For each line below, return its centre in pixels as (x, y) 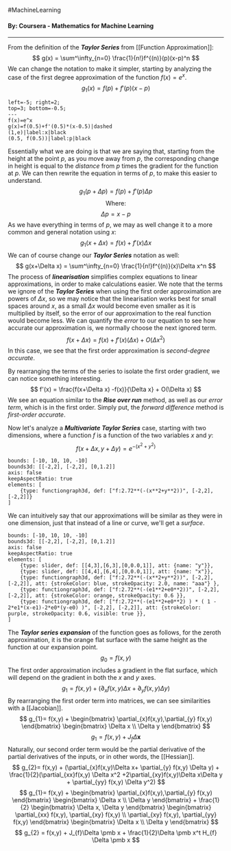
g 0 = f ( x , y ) (116, 659)
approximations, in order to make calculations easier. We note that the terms (115, 284)
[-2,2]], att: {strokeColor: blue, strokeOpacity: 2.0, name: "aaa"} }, (114, 584)
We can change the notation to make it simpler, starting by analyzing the (110, 69)
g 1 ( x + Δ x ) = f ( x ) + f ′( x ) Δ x (116, 244)
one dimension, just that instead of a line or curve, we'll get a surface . (106, 523)
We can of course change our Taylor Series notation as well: (94, 255)
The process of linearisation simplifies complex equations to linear (103, 277)
